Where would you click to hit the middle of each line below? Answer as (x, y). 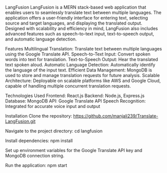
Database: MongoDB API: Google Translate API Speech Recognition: (75, 101)
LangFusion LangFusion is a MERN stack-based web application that (76, 7)
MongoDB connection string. (35, 155)
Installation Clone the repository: (39, 116)
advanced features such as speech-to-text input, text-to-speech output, (80, 34)
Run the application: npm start (36, 165)
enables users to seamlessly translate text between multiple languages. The (83, 12)
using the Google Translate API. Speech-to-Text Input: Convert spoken (78, 54)
